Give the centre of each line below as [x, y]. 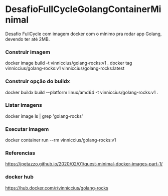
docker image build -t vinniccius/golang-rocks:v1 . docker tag [69, 63]
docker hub [20, 177]
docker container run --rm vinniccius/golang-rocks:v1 [61, 140]
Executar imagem [27, 129]
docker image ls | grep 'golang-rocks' [44, 116]
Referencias [20, 153]
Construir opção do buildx [38, 81]
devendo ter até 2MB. [28, 39]
